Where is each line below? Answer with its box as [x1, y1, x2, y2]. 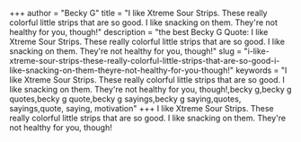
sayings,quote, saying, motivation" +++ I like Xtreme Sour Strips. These [9, 103, 274, 113]
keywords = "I [235, 65, 288, 75]
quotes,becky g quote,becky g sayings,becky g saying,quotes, [9, 93, 242, 104]
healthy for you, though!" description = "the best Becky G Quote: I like [9, 27, 269, 37]
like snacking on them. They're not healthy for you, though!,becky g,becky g [9, 84, 292, 94]
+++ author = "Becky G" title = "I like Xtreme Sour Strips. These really [9, 8, 268, 18]
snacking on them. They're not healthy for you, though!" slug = [9, 46, 243, 57]
